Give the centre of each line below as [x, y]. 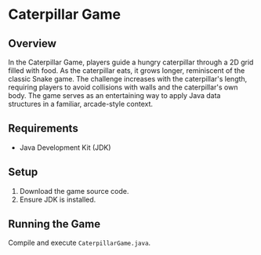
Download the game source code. [74, 191]
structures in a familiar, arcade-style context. [81, 104]
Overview [33, 44]
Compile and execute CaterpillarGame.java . [80, 243]
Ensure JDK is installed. [58, 199]
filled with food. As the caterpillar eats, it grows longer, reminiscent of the [127, 71]
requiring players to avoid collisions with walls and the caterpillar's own [123, 87]
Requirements [43, 128]
